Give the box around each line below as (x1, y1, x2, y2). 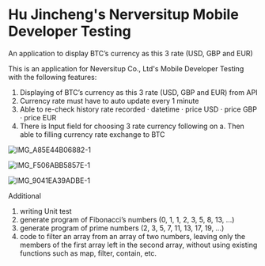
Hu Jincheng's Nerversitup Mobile (8, 6, 239, 24)
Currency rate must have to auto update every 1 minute (19, 96, 199, 105)
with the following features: (8, 72, 97, 82)
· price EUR (19, 112, 57, 122)
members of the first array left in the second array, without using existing (19, 240, 258, 249)
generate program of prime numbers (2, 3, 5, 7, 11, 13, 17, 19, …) (19, 223, 225, 233)
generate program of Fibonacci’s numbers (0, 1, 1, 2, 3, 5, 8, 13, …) (19, 215, 235, 224)
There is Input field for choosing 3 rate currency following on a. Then (19, 121, 245, 131)
